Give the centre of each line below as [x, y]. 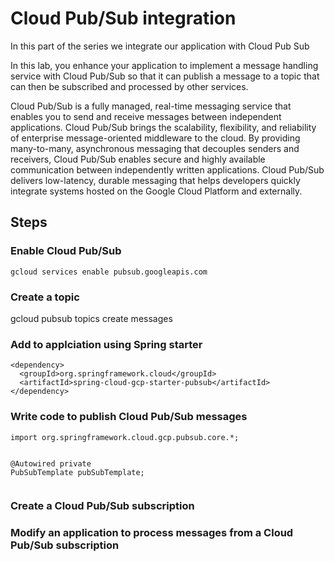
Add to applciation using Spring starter [106, 344]
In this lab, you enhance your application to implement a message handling [164, 65]
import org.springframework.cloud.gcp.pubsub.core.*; [125, 437]
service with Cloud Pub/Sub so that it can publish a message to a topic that [165, 76]
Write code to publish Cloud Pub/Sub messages [129, 417]
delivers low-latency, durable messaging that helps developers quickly [155, 180]
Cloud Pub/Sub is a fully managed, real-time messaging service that [151, 106]
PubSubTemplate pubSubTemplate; [77, 472]
